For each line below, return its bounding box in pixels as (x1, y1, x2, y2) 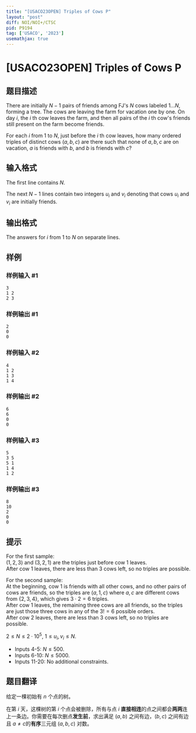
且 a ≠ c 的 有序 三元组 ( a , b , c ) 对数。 (6, 720, 92, 727)
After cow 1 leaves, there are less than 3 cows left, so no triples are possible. (6, 565, 191, 573)
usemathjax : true (6, 36, 49, 42)
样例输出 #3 (6, 485, 40, 493)
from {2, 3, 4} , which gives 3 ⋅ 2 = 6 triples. (6, 596, 109, 603)
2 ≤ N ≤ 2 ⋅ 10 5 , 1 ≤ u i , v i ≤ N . (6, 632, 77, 641)
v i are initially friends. (6, 198, 57, 206)
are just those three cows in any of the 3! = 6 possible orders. (6, 608, 155, 615)
